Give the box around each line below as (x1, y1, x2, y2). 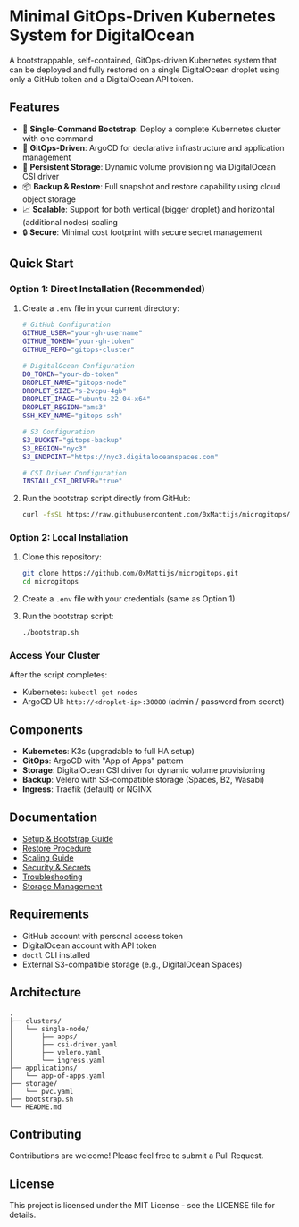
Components (9, 722, 83, 737)
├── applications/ (9, 1063, 78, 1072)
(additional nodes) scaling (21, 216, 118, 227)
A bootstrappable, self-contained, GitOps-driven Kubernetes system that (9, 55, 277, 65)
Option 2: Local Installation (9, 532, 129, 544)
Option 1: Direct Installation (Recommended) (9, 283, 205, 296)
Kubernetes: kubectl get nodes (21, 686, 138, 698)
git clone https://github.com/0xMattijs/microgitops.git (21, 569, 239, 578)
